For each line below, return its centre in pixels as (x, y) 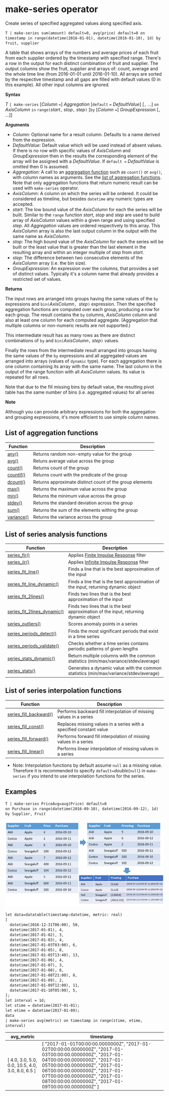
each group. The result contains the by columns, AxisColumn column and (81, 315)
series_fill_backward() (30, 714)
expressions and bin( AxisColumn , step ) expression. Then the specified (80, 304)
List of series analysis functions (56, 534)
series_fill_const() (26, 726)
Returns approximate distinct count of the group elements (93, 482)
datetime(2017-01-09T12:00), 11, (45, 986)
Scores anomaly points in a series (103, 624)
